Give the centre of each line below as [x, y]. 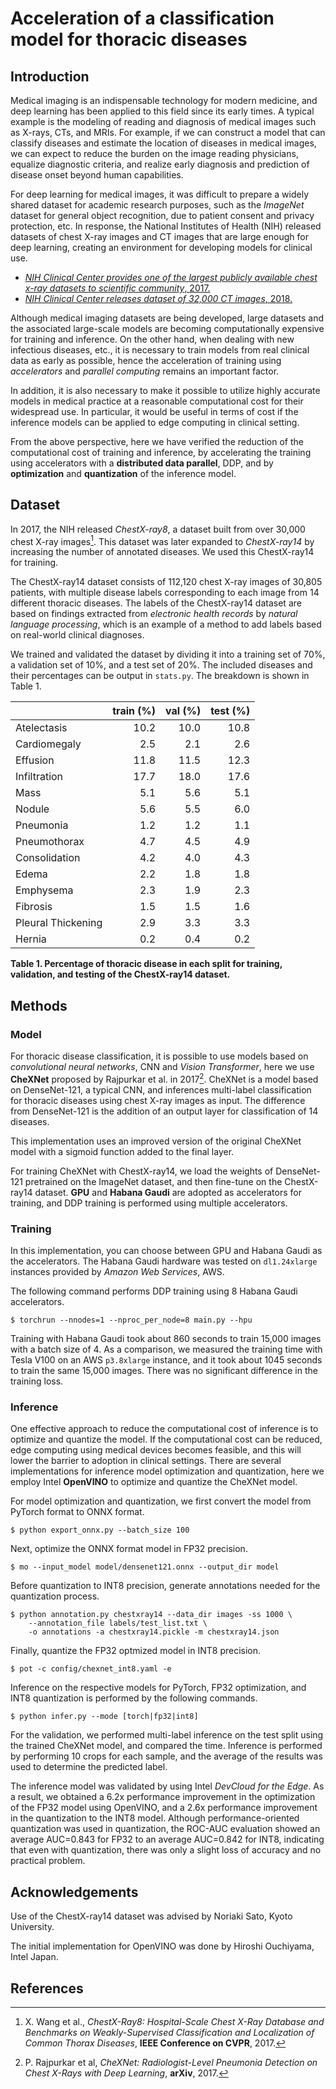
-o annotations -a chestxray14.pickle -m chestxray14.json [154, 1632]
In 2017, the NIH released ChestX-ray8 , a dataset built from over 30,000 [158, 529]
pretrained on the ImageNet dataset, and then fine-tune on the [153, 1181]
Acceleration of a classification [142, 18]
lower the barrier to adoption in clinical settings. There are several [146, 1461]
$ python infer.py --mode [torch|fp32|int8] [104, 1717]
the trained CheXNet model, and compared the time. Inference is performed [166, 1746]
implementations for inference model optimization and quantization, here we [167, 1471]
